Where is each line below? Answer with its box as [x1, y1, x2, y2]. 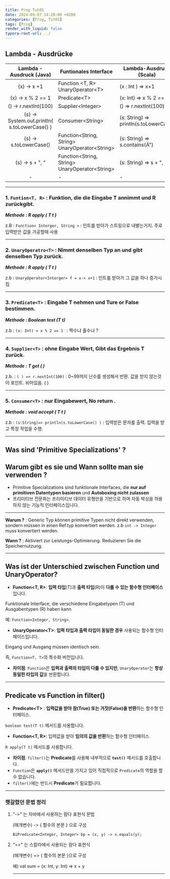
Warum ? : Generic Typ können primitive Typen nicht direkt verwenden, [5, 517, 154, 523]
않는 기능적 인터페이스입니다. [22, 502, 79, 508]
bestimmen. [5, 305, 35, 312]
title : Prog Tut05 [5, 7, 44, 13]
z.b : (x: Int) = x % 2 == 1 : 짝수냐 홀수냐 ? [5, 327, 99, 333]
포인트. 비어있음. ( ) [10, 380, 49, 385]
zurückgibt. [5, 200, 34, 207]
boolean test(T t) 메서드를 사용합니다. [5, 722, 84, 728]
